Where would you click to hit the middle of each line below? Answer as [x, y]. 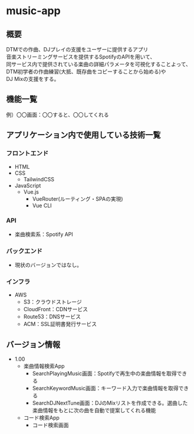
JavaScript [28, 185]
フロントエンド [27, 154]
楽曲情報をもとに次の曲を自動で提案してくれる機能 [94, 410]
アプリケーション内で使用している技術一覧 [83, 135]
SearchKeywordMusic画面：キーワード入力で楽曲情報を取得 [105, 389]
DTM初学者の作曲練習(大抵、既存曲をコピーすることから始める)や [86, 71]
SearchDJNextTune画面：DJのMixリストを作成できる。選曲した [110, 403]
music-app [33, 11]
